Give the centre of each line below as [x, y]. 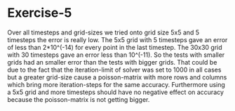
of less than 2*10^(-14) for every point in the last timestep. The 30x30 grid [115, 47]
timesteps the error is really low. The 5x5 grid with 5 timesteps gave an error [117, 39]
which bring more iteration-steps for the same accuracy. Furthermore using [116, 84]
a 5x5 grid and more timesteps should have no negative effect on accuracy [116, 92]
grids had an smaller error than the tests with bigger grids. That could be [112, 62]
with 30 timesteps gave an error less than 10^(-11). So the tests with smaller [116, 55]
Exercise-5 [40, 13]
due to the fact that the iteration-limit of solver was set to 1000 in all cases [114, 70]
